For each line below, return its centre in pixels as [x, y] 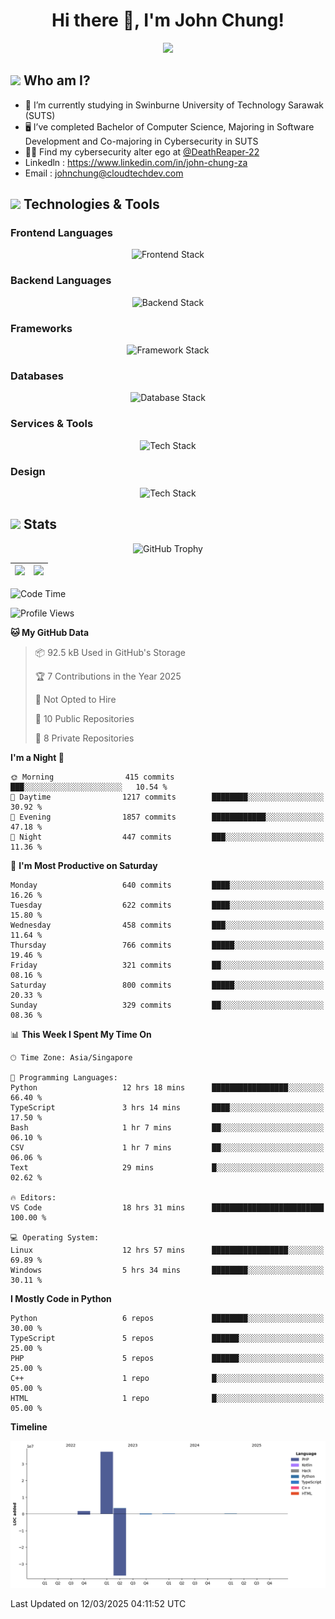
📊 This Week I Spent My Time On [81, 1034]
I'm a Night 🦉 [37, 757]
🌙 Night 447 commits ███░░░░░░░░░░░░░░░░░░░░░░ [167, 837]
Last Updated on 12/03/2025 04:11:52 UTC [98, 1603]
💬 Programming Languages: [64, 1077]
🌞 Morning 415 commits [92, 777]
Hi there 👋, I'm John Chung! [168, 20]
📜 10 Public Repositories [84, 718]
